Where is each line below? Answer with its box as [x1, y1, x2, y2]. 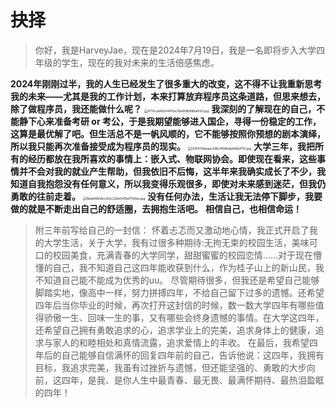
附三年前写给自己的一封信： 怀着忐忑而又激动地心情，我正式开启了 [34, 224, 310, 236]
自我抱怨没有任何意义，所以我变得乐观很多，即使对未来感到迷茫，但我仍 [27, 177, 326, 190]
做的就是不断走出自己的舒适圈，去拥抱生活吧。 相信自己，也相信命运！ [10, 202, 302, 215]
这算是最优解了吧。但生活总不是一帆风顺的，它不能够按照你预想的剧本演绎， [10, 127, 326, 140]
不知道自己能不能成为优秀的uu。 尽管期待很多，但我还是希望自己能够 [34, 274, 320, 286]
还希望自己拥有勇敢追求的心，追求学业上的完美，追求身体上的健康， [34, 324, 316, 336]
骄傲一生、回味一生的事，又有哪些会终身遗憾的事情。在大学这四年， [43, 311, 325, 323]
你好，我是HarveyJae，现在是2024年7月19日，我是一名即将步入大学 [34, 44, 317, 56]
